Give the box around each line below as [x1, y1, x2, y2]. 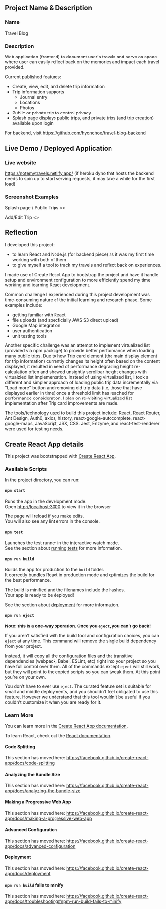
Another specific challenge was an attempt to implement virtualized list [5, 342, 150, 348]
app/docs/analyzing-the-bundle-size [5, 788, 81, 794]
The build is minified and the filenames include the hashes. [5, 587, 125, 593]
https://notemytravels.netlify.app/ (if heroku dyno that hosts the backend [5, 170, 154, 176]
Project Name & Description [5, 4, 93, 12]
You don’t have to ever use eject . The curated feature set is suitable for [5, 683, 151, 689]
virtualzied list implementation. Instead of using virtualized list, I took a [5, 374, 149, 380]
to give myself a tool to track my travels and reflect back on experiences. [12, 262, 162, 268]
